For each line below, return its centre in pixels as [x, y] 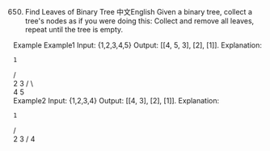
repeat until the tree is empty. [74, 29]
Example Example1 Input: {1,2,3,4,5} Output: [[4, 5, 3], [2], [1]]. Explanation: [137, 45]
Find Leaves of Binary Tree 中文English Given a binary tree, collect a [139, 12]
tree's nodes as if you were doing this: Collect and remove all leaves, [139, 21]
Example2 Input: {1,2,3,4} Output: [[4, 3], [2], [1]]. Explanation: [116, 101]
